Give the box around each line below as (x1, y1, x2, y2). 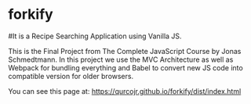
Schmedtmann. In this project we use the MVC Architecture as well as (8, 55, 234, 64)
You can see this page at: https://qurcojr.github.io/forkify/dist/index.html (8, 86, 242, 95)
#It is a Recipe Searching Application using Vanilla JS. (8, 31, 182, 41)
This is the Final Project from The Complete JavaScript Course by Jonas (8, 46, 242, 56)
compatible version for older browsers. (8, 71, 134, 81)
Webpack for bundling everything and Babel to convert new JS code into (8, 63, 243, 72)
